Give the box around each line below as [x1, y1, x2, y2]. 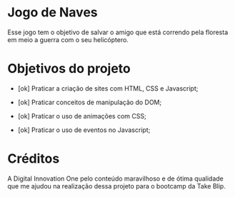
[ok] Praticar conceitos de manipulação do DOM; [17, 98, 162, 106]
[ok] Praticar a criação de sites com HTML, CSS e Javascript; [17, 84, 199, 93]
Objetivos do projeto [7, 61, 131, 77]
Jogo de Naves [7, 4, 98, 21]
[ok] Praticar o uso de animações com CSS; [17, 111, 146, 120]
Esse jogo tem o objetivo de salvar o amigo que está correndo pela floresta [7, 28, 229, 36]
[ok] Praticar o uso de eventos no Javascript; [17, 126, 151, 134]
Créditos [7, 151, 60, 167]
